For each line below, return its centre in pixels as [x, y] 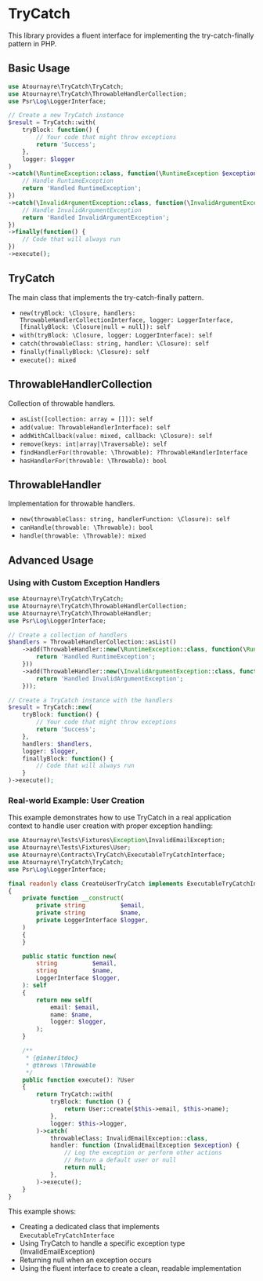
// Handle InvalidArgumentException [82, 210]
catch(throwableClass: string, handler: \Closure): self [114, 343]
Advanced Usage [51, 560]
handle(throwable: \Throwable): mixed [83, 536]
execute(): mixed [48, 360]
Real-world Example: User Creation [76, 800]
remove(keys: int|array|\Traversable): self [93, 444]
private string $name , [89, 913]
